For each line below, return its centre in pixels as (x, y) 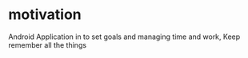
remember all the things (47, 44)
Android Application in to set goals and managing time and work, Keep (124, 37)
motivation (45, 15)
